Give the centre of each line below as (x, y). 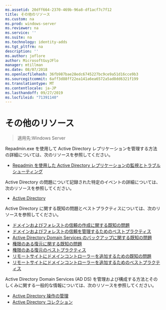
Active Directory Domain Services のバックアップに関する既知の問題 (82, 238)
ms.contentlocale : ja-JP (31, 88)
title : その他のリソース (28, 14)
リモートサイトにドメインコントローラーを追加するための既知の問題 (82, 256)
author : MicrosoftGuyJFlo (32, 61)
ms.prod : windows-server (31, 24)
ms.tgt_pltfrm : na (24, 47)
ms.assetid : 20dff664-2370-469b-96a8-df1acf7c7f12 (58, 10)
